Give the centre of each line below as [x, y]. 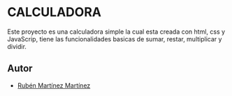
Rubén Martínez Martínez [54, 85]
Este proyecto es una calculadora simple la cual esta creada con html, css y [116, 32]
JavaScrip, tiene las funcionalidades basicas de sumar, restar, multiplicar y [115, 39]
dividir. [17, 46]
